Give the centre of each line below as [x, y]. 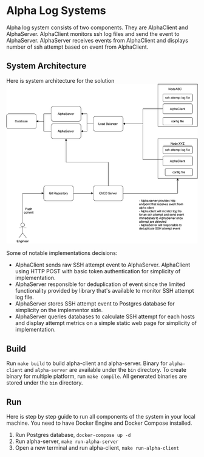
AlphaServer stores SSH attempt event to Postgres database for [95, 304]
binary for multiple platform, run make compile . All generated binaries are [97, 376]
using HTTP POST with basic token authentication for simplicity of [98, 271]
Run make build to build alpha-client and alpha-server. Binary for [87, 363]
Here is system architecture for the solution [60, 80]
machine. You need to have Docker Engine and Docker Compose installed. [99, 423]
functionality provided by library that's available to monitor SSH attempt [104, 291]
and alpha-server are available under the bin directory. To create [105, 370]
